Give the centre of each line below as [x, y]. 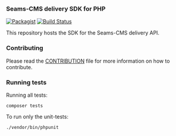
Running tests [26, 82]
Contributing [25, 48]
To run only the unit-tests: [37, 117]
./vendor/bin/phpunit [33, 127]
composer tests [25, 106]
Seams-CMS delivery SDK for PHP [56, 9]
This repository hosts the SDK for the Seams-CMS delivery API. [83, 33]
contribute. [19, 67]
